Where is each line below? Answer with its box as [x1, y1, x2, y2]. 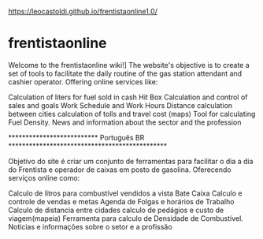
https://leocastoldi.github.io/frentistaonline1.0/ [8, 7, 157, 16]
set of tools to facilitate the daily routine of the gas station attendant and [8, 69, 243, 78]
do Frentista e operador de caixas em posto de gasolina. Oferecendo [8, 165, 232, 174]
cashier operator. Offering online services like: [8, 77, 158, 86]
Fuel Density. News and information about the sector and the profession [8, 118, 242, 127]
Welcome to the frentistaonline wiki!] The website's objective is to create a [8, 60, 250, 69]
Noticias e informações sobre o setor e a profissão [8, 222, 172, 231]
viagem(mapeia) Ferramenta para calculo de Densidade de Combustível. [8, 213, 244, 223]
